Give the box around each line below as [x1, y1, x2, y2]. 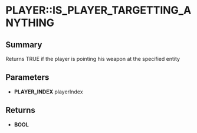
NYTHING [5, 16, 54, 30]
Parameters [5, 72, 50, 83]
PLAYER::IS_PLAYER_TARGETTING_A [5, 4, 192, 17]
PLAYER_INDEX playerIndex [14, 88, 83, 95]
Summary [5, 40, 42, 50]
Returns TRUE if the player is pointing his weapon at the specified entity [5, 56, 180, 62]
